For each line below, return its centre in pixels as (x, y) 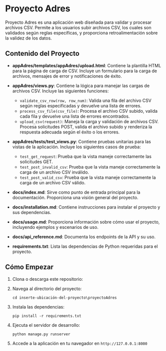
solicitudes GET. (36, 162)
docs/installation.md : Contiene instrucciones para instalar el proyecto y (86, 207)
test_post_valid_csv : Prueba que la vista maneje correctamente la (88, 177)
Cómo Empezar (29, 267)
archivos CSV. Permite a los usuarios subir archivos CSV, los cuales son (78, 27)
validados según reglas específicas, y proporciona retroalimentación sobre (82, 33)
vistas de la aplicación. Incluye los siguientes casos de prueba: (77, 147)
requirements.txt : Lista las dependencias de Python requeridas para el (85, 246)
